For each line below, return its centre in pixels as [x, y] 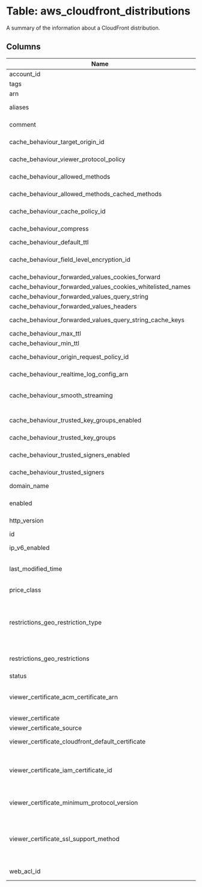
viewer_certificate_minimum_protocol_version [74, 803]
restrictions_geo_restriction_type [56, 622]
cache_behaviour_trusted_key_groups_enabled [75, 420]
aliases [19, 107]
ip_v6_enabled [29, 547]
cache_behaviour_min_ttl [44, 343]
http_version [26, 520]
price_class [25, 590]
